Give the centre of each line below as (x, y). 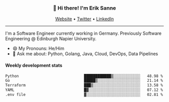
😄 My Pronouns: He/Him (38, 48)
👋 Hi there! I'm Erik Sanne (84, 8)
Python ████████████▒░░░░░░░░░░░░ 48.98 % (84, 76)
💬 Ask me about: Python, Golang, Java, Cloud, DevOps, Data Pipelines (85, 54)
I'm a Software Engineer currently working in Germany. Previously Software (83, 33)
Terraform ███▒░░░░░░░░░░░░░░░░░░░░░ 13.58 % (84, 85)
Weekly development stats (34, 65)
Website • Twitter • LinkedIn (84, 19)
